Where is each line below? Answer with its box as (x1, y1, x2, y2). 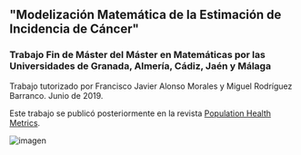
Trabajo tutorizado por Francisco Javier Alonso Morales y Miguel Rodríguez (9, 81, 293, 92)
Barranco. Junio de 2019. (9, 90, 104, 101)
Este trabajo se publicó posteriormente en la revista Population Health (9, 108, 271, 119)
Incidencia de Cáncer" (9, 22, 139, 37)
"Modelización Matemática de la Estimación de (9, 7, 282, 23)
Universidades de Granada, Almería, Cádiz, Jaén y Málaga (9, 60, 271, 73)
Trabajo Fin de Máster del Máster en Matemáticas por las (9, 49, 266, 62)
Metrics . (9, 117, 41, 128)
